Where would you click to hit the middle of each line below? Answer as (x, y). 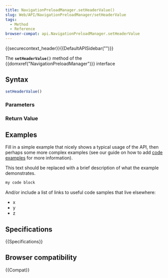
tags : (11, 19)
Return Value (22, 118)
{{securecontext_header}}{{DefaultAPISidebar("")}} (59, 48)
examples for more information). (39, 158)
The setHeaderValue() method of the (44, 58)
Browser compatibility (41, 258)
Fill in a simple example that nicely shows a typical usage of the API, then (82, 147)
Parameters (20, 104)
